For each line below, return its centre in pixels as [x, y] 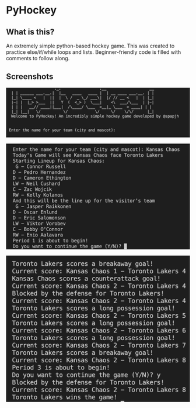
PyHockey [32, 10]
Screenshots [30, 77]
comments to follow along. [38, 58]
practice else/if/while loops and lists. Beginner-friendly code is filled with [94, 52]
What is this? [30, 32]
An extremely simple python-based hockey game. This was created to [90, 46]
